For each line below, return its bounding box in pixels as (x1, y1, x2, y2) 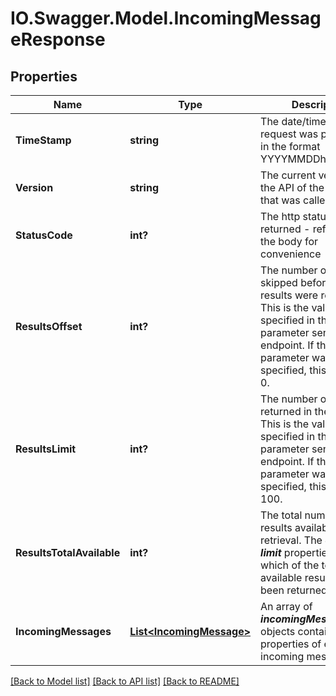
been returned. (260, 583, 331, 597)
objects (260, 625, 296, 638)
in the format (260, 140, 321, 153)
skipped (260, 276, 298, 289)
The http (260, 210, 301, 223)
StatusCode (15, 228, 73, 242)
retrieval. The (260, 533, 323, 547)
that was (260, 193, 301, 207)
